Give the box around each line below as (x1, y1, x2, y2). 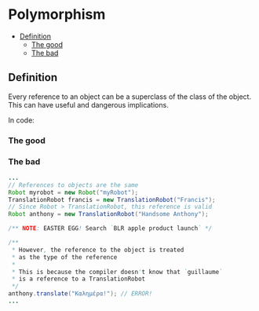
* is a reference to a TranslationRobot (11, 275, 146, 284)
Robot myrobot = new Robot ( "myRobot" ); (8, 188, 139, 196)
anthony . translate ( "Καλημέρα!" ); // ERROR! (8, 290, 153, 298)
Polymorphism (8, 5, 106, 24)
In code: (8, 115, 35, 125)
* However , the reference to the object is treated (11, 246, 184, 254)
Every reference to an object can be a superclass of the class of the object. (8, 92, 252, 101)
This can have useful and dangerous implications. (8, 100, 169, 109)
